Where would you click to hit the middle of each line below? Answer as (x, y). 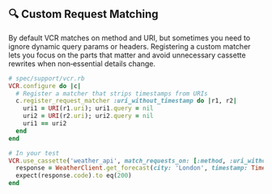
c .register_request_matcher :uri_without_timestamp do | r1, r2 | (126, 101)
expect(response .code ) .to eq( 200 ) (74, 176)
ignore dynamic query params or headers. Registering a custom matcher (130, 46)
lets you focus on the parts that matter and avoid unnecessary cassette (127, 55)
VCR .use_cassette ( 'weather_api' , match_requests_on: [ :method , (117, 161)
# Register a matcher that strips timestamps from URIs (112, 93)
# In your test (34, 153)
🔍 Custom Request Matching (84, 14)
